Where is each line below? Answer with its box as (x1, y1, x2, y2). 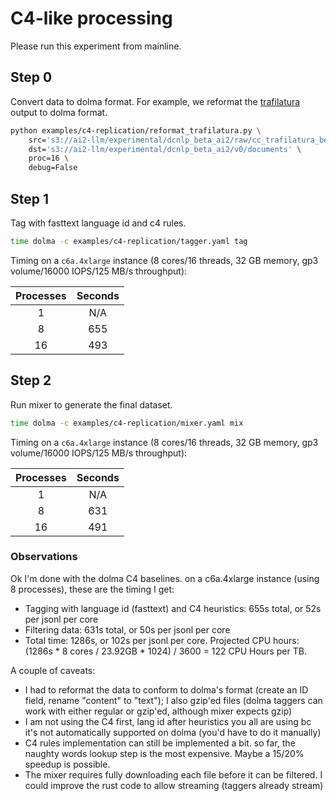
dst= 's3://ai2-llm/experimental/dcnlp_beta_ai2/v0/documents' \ (28, 144, 302, 154)
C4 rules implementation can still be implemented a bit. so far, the (24, 737, 296, 749)
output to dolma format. (10, 106, 108, 118)
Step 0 (10, 69, 53, 86)
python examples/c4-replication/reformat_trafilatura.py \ (10, 125, 262, 136)
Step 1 (10, 190, 50, 207)
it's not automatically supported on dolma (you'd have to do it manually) (24, 726, 322, 738)
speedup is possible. (24, 758, 111, 770)
